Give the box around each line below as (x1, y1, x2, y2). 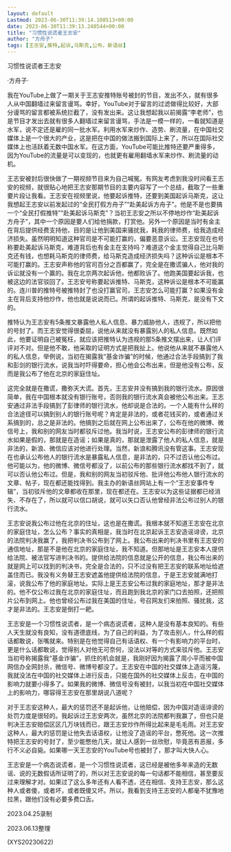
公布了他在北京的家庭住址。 (25, 369, 104, 378)
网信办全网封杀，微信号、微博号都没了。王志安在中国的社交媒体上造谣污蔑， (7, 663, 224, 670)
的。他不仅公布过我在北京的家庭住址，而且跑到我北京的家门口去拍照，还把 (7, 588, 218, 596)
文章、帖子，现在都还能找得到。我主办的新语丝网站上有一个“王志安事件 (7, 479, 209, 487)
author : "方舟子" (7, 36, 54, 43)
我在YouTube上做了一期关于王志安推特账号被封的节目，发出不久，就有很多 (7, 91, 219, 99)
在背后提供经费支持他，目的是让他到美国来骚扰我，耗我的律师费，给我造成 (7, 226, 218, 234)
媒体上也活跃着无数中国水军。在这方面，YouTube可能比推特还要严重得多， (7, 142, 219, 151)
